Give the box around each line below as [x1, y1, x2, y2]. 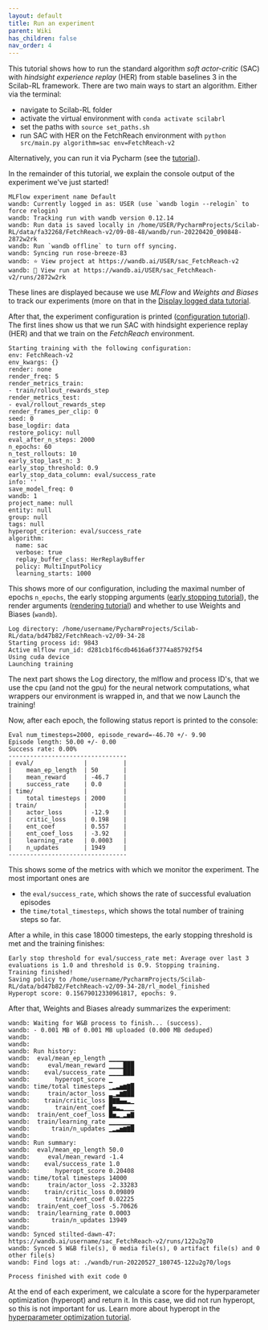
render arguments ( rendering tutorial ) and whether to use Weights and [8, 601, 241, 611]
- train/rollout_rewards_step [8, 387, 110, 395]
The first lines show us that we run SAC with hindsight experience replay [8, 320, 249, 330]
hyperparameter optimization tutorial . [8, 1312, 132, 1322]
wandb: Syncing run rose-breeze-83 [8, 249, 128, 257]
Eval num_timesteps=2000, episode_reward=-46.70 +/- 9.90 [8, 731, 206, 739]
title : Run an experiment [8, 19, 95, 27]
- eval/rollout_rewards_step [8, 401, 106, 409]
